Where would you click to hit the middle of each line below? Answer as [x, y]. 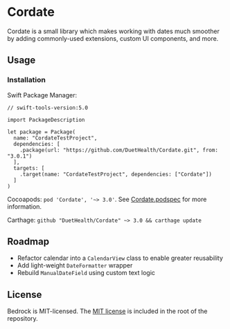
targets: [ [29, 168]
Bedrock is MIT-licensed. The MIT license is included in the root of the [107, 311]
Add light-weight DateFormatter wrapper [75, 265]
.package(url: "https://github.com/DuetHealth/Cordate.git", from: [119, 150]
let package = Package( [42, 132]
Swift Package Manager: [42, 95]
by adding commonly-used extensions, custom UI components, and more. [113, 38]
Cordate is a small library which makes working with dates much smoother [113, 31]
